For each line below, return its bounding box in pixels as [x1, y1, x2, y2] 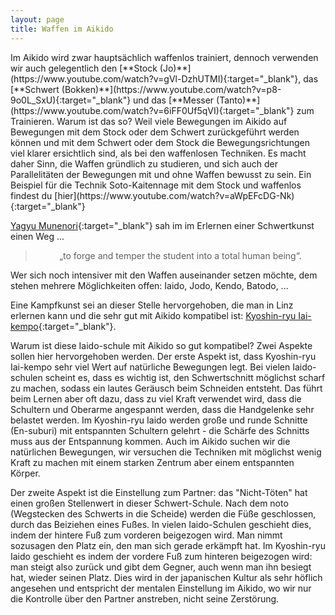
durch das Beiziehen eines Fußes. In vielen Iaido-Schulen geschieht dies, [10, 518, 312, 530]
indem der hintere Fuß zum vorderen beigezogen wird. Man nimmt [10, 529, 283, 541]
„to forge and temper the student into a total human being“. [59, 249, 302, 261]
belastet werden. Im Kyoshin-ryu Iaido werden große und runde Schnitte [10, 414, 308, 426]
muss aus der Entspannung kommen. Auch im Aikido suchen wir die [10, 435, 291, 447]
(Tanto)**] [216, 94, 261, 106]
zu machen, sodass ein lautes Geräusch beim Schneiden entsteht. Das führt [10, 382, 323, 394]
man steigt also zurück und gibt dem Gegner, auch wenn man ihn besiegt [10, 561, 312, 573]
